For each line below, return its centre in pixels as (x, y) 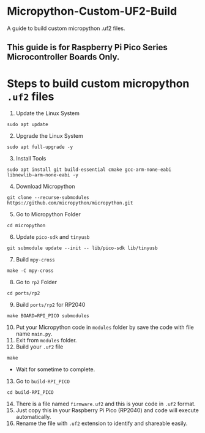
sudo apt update (28, 125)
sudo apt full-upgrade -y (40, 147)
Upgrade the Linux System (49, 136)
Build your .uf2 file (39, 347)
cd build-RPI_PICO (30, 393)
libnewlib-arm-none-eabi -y (43, 175)
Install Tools (31, 159)
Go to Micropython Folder (48, 214)
